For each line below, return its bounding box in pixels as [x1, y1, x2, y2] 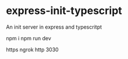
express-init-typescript [6, 4, 122, 18]
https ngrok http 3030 [6, 46, 59, 53]
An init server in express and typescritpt [6, 23, 102, 30]
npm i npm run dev [6, 34, 51, 41]
